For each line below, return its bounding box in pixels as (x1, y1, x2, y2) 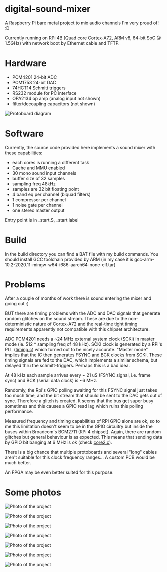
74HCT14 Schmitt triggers (12, 85, 66, 91)
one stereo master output (12, 207, 65, 213)
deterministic (5, 321, 32, 327)
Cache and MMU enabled (12, 165, 65, 171)
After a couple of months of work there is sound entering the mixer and (5, 295, 151, 301)
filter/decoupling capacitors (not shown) (12, 101, 96, 107)
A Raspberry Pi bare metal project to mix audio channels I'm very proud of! (5, 20, 159, 26)
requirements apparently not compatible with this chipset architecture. (5, 326, 150, 332)
